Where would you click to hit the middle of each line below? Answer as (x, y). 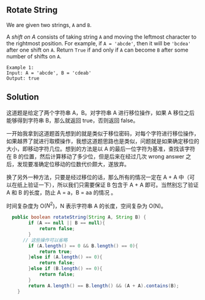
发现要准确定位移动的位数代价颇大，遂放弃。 (73, 164)
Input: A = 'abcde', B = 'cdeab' (49, 73)
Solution (23, 97)
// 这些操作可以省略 (45, 240)
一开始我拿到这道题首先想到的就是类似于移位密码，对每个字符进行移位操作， (103, 133)
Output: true (23, 78)
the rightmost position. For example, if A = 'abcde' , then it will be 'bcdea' (99, 43)
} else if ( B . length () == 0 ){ (65, 269)
